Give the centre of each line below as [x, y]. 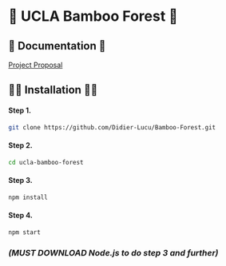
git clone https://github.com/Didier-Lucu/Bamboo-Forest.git [112, 127]
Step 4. [21, 216]
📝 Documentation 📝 [57, 46]
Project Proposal [36, 65]
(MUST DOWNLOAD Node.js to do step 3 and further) [113, 252]
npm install [28, 197]
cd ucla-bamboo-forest [46, 162]
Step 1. [20, 110]
